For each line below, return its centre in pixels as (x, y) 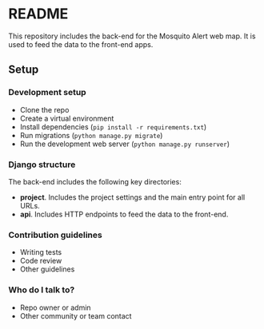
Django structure (42, 164)
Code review (41, 261)
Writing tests (41, 252)
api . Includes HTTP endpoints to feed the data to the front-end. (124, 214)
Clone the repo (44, 109)
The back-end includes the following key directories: (95, 181)
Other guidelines (47, 269)
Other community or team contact (76, 315)
